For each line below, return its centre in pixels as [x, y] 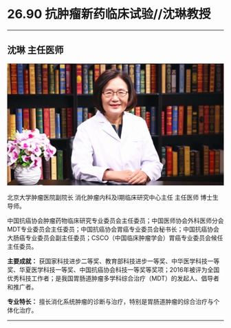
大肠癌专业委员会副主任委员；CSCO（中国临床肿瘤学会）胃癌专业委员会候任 [115, 238]
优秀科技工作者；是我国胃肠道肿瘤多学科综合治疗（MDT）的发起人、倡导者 [113, 278]
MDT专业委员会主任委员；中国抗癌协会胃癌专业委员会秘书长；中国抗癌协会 [113, 229]
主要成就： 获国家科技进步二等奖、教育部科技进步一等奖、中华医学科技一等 [113, 261]
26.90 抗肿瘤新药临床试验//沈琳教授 [109, 14]
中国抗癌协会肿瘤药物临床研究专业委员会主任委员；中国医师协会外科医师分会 [115, 221]
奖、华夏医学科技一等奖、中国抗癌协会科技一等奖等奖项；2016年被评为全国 [113, 269]
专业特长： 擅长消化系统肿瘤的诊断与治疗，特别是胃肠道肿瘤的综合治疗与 [110, 301]
